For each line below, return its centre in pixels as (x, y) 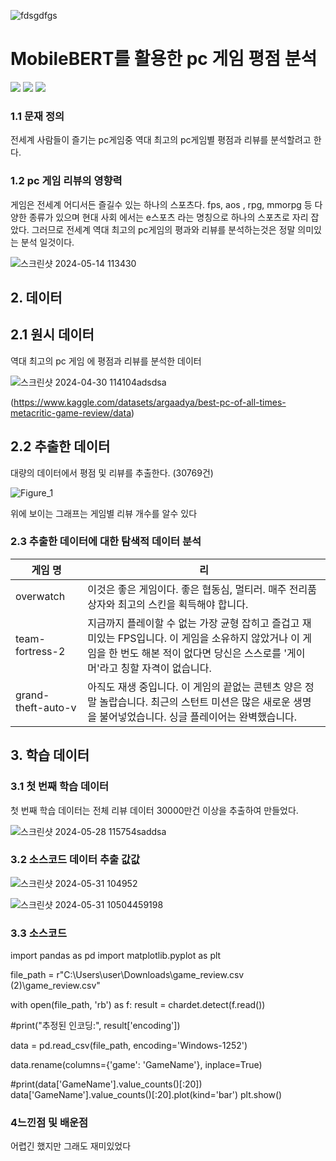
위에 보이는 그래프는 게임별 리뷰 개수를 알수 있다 (104, 513)
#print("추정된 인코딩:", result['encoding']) (95, 1026)
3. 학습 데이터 (50, 755)
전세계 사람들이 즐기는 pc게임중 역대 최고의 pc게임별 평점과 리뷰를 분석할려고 (161, 140)
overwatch (40, 596)
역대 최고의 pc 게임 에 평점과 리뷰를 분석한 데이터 (106, 361)
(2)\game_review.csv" (55, 986)
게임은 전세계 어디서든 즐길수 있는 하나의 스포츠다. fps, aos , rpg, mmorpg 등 (161, 204)
